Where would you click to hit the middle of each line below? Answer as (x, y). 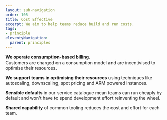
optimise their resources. (31, 68)
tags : (11, 29)
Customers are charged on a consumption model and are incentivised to (80, 62)
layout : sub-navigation (30, 10)
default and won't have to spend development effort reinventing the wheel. (83, 98)
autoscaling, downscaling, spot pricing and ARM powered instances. (76, 83)
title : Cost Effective (29, 19)
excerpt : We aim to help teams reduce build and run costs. (70, 24)
